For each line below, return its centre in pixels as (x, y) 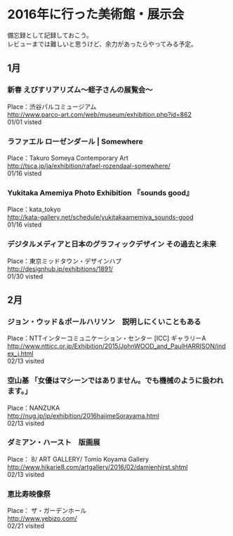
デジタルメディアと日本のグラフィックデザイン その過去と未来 (112, 244)
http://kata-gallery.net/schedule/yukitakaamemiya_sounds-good (101, 217)
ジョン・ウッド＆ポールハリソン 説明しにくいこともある (104, 321)
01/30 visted (25, 276)
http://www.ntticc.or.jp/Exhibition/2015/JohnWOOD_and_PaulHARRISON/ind (116, 346)
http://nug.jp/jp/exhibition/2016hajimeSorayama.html (83, 415)
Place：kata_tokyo (34, 209)
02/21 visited (26, 526)
